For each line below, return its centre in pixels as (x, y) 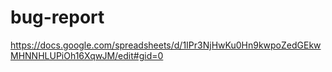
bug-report (57, 17)
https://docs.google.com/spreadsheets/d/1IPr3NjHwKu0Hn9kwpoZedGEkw (166, 45)
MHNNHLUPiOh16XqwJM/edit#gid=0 (87, 55)
